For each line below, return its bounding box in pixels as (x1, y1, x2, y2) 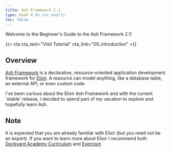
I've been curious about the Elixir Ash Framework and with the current (5, 90, 153, 97)
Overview (5, 56, 37, 65)
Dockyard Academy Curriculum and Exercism (5, 141, 101, 147)
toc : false (5, 17, 29, 22)
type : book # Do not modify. (5, 12, 68, 17)
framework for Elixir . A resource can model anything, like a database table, (5, 75, 162, 81)
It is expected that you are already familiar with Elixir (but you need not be (5, 130, 161, 136)
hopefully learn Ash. (5, 101, 48, 108)
